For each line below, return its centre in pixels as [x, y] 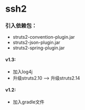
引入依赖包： [21, 26]
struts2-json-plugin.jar [36, 43]
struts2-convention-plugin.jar [44, 37]
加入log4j [23, 71]
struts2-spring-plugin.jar [39, 48]
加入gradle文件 [28, 102]
